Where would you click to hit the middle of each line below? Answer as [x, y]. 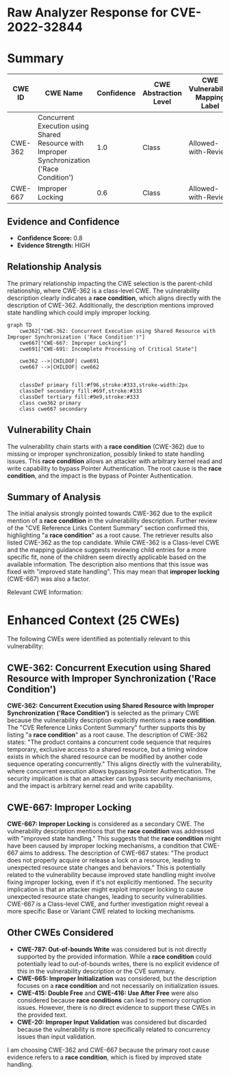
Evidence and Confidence [63, 222]
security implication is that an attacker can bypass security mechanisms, [110, 778]
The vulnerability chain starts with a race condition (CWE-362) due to [106, 446]
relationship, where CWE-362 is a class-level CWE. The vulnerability [103, 291]
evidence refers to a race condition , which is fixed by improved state [104, 1057]
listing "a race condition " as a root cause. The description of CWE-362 [107, 735]
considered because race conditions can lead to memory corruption [114, 1000]
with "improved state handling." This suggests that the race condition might [114, 838]
